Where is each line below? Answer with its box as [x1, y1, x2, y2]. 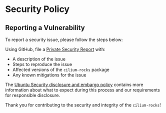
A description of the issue [12, 56, 66, 62]
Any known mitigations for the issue [12, 72, 86, 78]
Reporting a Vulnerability [5, 23, 85, 32]
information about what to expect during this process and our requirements [5, 87, 160, 93]
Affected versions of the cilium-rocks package [12, 66, 110, 72]
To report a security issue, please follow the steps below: [5, 36, 123, 42]
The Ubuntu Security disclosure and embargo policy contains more [5, 81, 143, 87]
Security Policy [5, 3, 70, 15]
